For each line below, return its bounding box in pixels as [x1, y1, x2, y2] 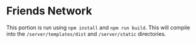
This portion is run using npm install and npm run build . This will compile [6, 24, 191, 31]
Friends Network [6, 4, 93, 18]
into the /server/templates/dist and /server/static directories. [6, 30, 166, 37]
